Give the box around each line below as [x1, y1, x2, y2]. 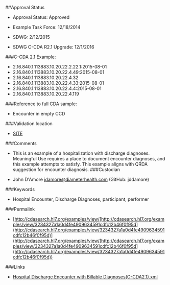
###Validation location [5, 121, 53, 127]
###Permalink [5, 206, 35, 212]
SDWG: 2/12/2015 [12, 34, 50, 40]
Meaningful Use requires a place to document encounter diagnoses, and [12, 156, 165, 161]
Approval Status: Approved [12, 14, 70, 20]
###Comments [5, 140, 37, 146]
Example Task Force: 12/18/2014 [12, 24, 81, 30]
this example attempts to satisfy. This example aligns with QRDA [12, 161, 148, 167]
